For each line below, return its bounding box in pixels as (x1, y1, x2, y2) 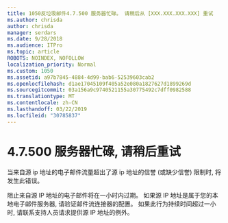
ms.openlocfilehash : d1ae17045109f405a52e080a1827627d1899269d (7, 80, 192, 87)
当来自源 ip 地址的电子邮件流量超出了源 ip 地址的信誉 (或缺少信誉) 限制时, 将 (7, 167, 221, 176)
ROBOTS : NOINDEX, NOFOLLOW (7, 55, 84, 62)
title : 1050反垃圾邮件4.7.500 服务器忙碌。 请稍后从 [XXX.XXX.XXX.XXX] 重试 (7, 10, 214, 17)
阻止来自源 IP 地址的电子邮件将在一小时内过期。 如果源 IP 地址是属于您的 (7, 191, 213, 199)
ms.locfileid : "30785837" (7, 112, 81, 119)
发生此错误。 (7, 176, 43, 185)
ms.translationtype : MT (7, 93, 75, 100)
